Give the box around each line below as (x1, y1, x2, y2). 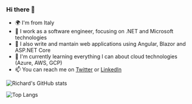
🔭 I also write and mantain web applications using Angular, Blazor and (14, 40, 186, 48)
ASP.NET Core (14, 47, 51, 54)
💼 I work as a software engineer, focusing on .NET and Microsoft (14, 28, 174, 35)
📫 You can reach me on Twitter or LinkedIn (14, 66, 122, 73)
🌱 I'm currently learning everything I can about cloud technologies (14, 53, 178, 60)
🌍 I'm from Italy (14, 19, 55, 26)
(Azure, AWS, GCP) (14, 59, 63, 67)
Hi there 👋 (6, 5, 36, 14)
